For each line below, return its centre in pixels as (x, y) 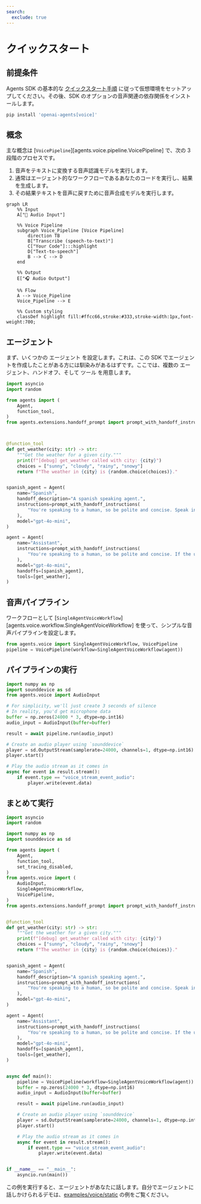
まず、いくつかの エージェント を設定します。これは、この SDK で (87, 357)
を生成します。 (33, 186)
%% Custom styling (40, 312)
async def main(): (29, 1076)
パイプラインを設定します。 (45, 633)
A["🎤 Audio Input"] (41, 215)
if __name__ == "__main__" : (41, 1169)
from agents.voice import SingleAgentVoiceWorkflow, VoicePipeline (92, 644)
